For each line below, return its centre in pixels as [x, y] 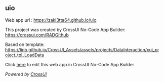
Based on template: [25, 44]
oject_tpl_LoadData [25, 55]
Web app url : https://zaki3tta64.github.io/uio [51, 20]
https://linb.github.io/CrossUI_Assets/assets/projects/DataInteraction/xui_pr [82, 49]
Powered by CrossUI [26, 74]
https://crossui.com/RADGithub [37, 35]
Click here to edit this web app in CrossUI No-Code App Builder [70, 64]
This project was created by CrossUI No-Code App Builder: [65, 30]
